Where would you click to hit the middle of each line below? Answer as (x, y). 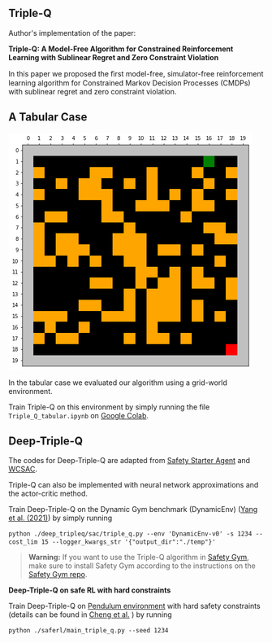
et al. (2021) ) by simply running (60, 518)
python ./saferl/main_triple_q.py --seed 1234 (89, 631)
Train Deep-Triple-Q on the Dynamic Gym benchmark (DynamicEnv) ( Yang (133, 510)
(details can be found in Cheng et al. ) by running (90, 615)
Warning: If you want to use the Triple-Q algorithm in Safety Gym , (138, 558)
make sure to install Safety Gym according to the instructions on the (142, 566)
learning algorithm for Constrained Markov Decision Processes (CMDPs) (130, 83)
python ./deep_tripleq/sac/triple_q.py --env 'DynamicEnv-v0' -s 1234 (130, 534)
